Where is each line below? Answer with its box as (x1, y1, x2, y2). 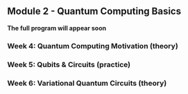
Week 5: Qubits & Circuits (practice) (7, 59, 130, 69)
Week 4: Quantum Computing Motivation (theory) (7, 41, 178, 50)
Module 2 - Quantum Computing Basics (7, 6, 182, 17)
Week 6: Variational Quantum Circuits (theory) (7, 78, 167, 88)
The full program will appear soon (7, 23, 106, 32)
